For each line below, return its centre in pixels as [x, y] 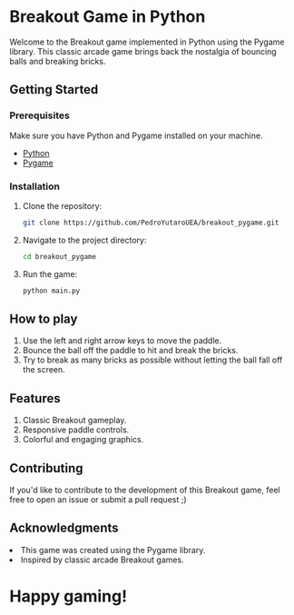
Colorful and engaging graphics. [83, 440]
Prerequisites [39, 115]
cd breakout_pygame [59, 256]
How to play [44, 318]
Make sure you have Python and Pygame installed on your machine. [136, 135]
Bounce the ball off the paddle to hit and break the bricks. [130, 351]
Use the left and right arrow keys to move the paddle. [122, 341]
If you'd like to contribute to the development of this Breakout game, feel [145, 490]
